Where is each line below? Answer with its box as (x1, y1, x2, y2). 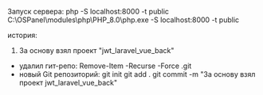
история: (7, 31, 37, 40)
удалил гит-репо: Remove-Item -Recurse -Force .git (18, 61, 192, 70)
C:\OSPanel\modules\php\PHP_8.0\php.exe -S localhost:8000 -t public (7, 15, 240, 25)
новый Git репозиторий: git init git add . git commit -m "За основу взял (18, 70, 256, 78)
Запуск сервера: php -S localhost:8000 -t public (7, 7, 169, 16)
